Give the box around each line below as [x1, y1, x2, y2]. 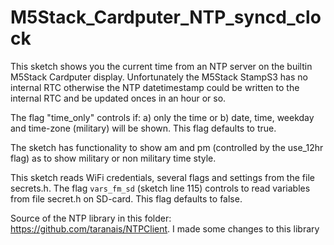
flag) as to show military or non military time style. [10, 152, 217, 164]
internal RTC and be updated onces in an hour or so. [10, 92, 227, 104]
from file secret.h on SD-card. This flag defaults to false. [10, 192, 243, 205]
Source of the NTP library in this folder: [10, 212, 172, 224]
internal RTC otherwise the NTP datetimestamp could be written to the [10, 81, 300, 93]
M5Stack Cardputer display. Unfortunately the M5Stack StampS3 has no [10, 71, 308, 83]
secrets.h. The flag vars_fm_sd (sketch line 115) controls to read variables [10, 182, 311, 194]
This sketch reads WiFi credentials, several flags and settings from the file [10, 171, 315, 183]
